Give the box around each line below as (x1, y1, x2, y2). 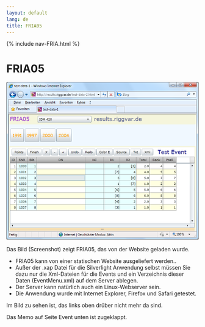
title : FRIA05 (6, 23, 43, 29)
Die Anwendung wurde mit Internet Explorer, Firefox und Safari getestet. (15, 290, 196, 297)
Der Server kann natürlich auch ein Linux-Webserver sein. (15, 284, 161, 291)
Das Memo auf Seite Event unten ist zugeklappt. (6, 314, 128, 321)
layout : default (6, 10, 48, 16)
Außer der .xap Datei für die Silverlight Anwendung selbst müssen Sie (15, 264, 191, 271)
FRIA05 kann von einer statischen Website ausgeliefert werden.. (15, 257, 177, 265)
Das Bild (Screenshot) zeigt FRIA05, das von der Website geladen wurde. (6, 246, 190, 253)
